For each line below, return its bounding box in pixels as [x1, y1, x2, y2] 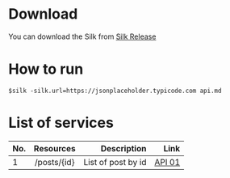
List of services [8, 114, 115, 132]
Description [100, 142, 147, 154]
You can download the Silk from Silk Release [8, 32, 157, 41]
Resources [33, 142, 76, 154]
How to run [8, 60, 84, 78]
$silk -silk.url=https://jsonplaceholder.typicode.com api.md [8, 87, 222, 95]
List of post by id [83, 156, 147, 167]
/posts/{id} [35, 156, 75, 167]
